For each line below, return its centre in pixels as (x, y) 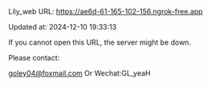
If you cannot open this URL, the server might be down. (99, 42)
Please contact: (34, 58)
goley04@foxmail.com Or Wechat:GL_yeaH (79, 73)
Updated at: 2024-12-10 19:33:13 (63, 27)
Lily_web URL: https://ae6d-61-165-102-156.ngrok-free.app (105, 12)
